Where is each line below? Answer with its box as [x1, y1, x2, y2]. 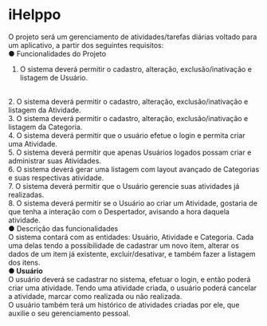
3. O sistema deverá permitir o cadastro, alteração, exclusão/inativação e [8, 113, 249, 123]
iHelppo [8, 6, 61, 24]
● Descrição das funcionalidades [8, 223, 119, 233]
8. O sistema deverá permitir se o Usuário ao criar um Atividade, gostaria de [8, 198, 257, 208]
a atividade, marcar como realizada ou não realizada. [8, 291, 183, 300]
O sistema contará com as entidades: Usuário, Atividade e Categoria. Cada [8, 232, 254, 242]
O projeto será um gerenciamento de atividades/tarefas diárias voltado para [8, 32, 257, 41]
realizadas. [8, 190, 45, 199]
